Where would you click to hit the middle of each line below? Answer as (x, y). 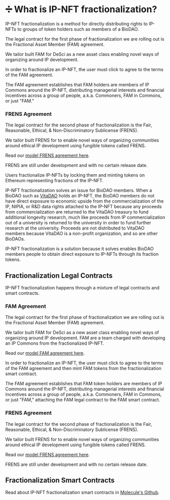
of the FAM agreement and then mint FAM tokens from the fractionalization (83, 369)
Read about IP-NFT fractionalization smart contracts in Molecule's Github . (82, 492)
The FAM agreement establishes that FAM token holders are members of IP (84, 384)
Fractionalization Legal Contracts (59, 275)
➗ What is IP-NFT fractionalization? (81, 9)
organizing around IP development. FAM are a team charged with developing (86, 338)
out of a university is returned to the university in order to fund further (78, 223)
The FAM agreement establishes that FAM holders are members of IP (77, 84)
